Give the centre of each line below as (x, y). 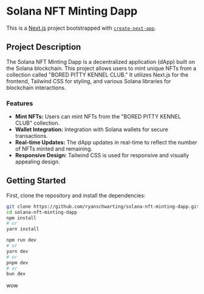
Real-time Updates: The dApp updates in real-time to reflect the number (106, 142)
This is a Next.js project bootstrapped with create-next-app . (81, 28)
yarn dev (17, 251)
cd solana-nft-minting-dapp (42, 212)
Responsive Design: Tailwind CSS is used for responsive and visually (102, 156)
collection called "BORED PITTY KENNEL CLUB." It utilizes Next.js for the (97, 75)
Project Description (44, 47)
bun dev (16, 274)
